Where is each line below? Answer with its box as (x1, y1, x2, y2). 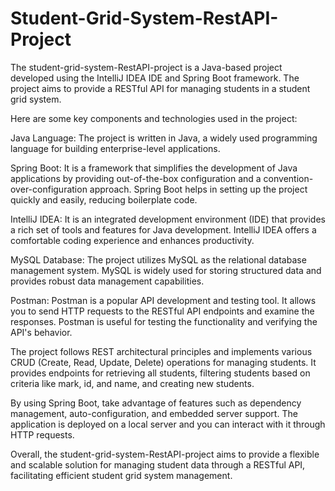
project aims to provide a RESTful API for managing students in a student (10, 82, 311, 94)
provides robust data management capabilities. (10, 275, 205, 287)
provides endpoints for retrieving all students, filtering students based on (10, 367, 311, 379)
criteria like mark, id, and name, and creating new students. (10, 377, 255, 389)
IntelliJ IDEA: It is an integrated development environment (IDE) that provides (10, 213, 326, 225)
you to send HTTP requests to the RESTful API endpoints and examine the (10, 305, 315, 317)
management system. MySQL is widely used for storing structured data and (10, 264, 322, 276)
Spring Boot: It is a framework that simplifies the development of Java (10, 162, 298, 174)
